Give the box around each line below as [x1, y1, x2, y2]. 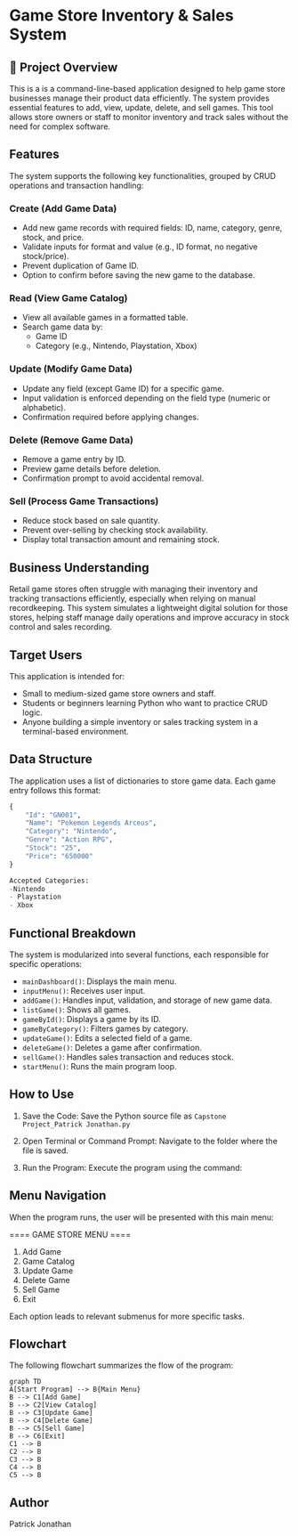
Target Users [9, 647, 83, 662]
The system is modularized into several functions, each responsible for [9, 949, 270, 960]
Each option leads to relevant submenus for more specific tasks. [9, 1311, 245, 1321]
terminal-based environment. [21, 726, 129, 736]
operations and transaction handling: [9, 180, 144, 191]
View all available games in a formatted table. [21, 313, 189, 323]
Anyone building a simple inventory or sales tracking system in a [21, 716, 259, 727]
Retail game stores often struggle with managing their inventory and [9, 584, 258, 595]
